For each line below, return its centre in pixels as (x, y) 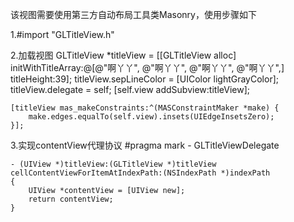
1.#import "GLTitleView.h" (62, 34)
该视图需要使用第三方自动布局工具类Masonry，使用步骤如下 (133, 14)
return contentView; (71, 199)
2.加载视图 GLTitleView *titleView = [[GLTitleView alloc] (123, 55)
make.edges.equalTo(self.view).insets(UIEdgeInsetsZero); (151, 117)
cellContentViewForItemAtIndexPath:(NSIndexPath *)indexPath (140, 173)
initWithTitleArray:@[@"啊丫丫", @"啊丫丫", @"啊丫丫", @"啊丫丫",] (147, 67)
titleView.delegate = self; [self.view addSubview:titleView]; (130, 89)
